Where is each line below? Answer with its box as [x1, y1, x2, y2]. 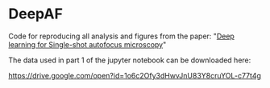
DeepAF [8, 5, 63, 23]
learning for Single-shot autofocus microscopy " [8, 39, 167, 49]
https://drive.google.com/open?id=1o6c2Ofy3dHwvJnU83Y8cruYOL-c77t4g [8, 70, 262, 80]
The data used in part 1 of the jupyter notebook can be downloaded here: [8, 55, 251, 65]
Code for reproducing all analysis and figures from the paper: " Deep [8, 31, 235, 41]
